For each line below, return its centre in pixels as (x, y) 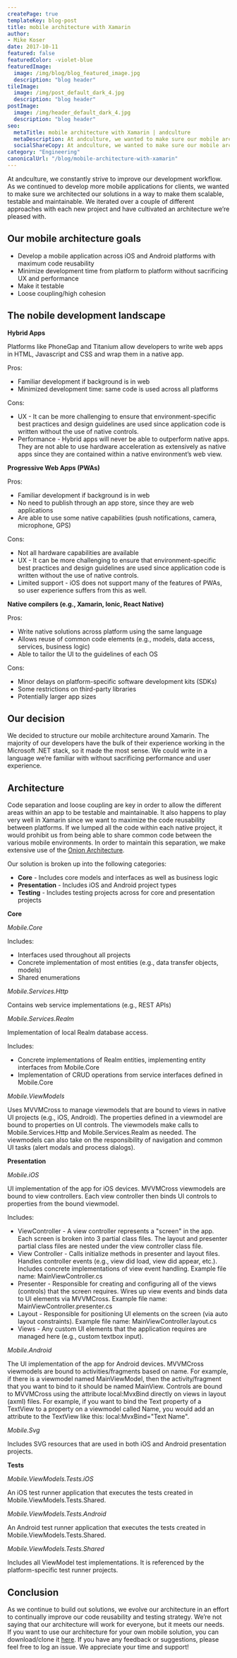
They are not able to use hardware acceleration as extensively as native (122, 446)
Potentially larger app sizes (57, 696)
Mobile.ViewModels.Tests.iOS (50, 1479)
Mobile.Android (30, 1350)
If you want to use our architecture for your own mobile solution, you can (113, 1632)
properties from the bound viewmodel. (63, 1204)
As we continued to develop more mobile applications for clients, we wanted (118, 186)
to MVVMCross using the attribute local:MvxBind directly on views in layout (117, 1394)
